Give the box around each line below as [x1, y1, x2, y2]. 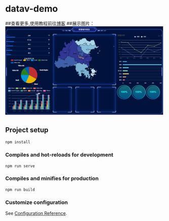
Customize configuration [5, 199, 68, 206]
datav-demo [5, 3, 58, 15]
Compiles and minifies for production [5, 175, 99, 182]
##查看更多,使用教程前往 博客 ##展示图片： [5, 20, 95, 26]
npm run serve [5, 163, 35, 169]
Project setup [5, 126, 49, 134]
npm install [5, 140, 30, 145]
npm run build [5, 187, 35, 192]
